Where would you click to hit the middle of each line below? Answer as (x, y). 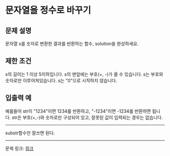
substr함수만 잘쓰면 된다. (30, 133)
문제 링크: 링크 (19, 148)
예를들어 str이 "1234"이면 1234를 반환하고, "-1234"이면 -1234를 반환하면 (78, 111)
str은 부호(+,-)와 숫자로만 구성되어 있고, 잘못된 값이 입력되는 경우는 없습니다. (87, 117)
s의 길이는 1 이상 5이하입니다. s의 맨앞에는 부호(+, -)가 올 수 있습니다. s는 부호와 (84, 74)
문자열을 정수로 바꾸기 (48, 10)
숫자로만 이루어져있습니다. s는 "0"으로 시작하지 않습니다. (61, 80)
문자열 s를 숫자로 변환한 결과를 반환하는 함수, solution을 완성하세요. (72, 44)
